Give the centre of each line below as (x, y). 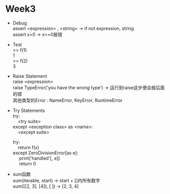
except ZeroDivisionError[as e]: (45, 153)
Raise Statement (30, 76)
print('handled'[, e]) (39, 158)
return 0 (28, 163)
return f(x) (29, 147)
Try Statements (29, 110)
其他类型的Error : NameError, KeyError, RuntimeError (67, 100)
